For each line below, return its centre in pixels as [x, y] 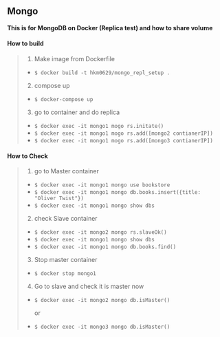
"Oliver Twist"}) [59, 199]
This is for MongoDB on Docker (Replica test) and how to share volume [110, 28]
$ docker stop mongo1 [65, 274]
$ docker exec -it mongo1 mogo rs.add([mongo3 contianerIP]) [123, 141]
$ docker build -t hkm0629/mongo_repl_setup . [102, 73]
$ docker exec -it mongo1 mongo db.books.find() [105, 247]
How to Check [27, 156]
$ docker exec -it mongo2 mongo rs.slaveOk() [100, 232]
